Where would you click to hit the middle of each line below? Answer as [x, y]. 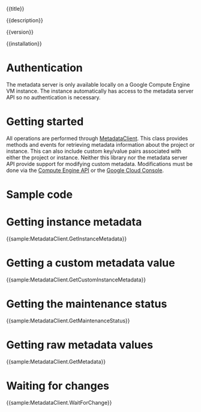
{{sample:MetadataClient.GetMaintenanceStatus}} [68, 321]
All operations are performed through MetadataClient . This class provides [97, 138]
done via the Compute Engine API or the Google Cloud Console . [85, 170]
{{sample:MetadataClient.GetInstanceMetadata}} [67, 239]
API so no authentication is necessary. [53, 97]
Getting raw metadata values [80, 345]
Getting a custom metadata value [91, 263]
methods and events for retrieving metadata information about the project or [100, 144]
